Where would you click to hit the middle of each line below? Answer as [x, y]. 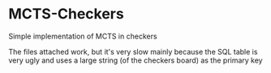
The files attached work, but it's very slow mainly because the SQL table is [133, 51]
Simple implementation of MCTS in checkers [83, 36]
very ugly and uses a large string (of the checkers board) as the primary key [135, 60]
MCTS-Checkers [66, 14]
